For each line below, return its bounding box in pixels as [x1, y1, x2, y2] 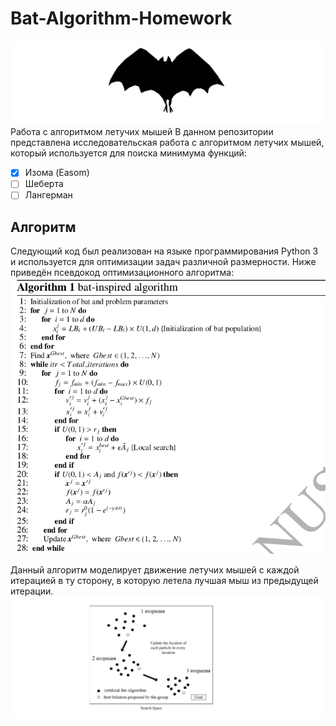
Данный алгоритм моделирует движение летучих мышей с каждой [10, 563, 300, 576]
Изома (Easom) [24, 167, 90, 179]
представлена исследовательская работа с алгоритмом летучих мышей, [10, 137, 325, 149]
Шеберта [24, 178, 64, 190]
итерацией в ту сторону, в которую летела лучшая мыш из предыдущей [10, 574, 319, 586]
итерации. [10, 585, 54, 597]
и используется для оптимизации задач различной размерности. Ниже [10, 256, 317, 268]
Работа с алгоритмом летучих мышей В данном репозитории [10, 126, 274, 138]
